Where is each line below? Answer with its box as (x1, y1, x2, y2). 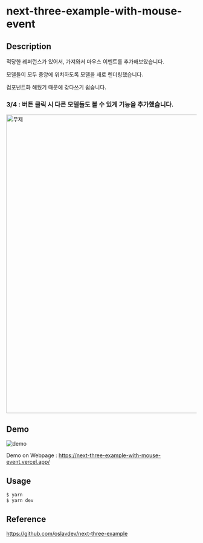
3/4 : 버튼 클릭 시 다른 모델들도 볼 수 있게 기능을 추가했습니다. (6, 100, 174, 108)
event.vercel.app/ (6, 458, 50, 466)
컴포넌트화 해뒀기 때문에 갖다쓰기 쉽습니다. (6, 83, 107, 91)
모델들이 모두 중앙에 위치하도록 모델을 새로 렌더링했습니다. (6, 71, 144, 78)
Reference (6, 514, 47, 524)
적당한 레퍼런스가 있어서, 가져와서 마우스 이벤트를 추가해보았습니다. (6, 58, 165, 65)
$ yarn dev (6, 497, 34, 503)
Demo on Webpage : (6, 452, 57, 459)
